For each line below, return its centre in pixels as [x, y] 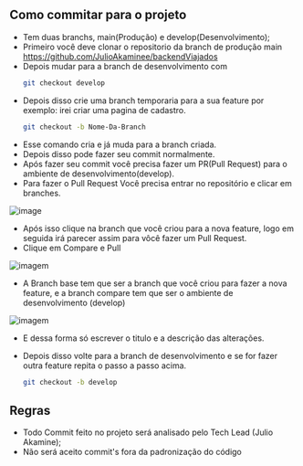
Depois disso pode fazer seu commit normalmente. [119, 154]
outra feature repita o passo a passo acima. [104, 365]
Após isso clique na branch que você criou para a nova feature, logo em [158, 228]
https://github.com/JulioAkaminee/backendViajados [120, 56]
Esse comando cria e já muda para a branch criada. [120, 144]
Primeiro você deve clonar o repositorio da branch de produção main [152, 47]
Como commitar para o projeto [98, 15]
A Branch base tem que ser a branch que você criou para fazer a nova [155, 283]
